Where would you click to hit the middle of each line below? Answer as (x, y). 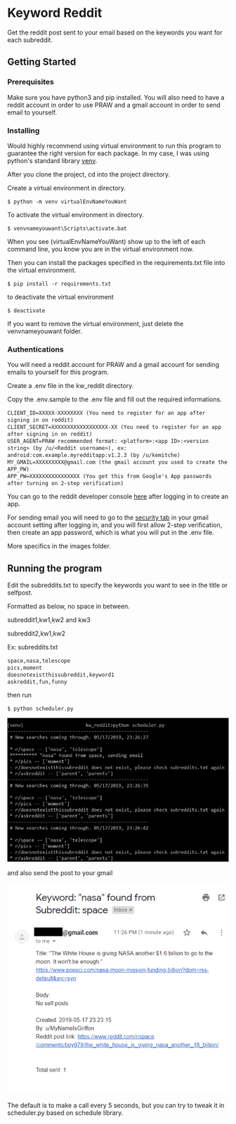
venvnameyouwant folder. (45, 331)
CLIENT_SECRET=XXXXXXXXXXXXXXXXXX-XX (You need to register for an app (114, 427)
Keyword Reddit (55, 13)
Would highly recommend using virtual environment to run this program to (114, 146)
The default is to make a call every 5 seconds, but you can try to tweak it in (116, 1105)
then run (20, 695)
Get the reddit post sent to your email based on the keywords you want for (115, 32)
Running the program (55, 568)
